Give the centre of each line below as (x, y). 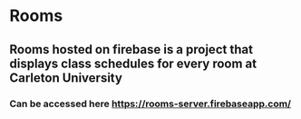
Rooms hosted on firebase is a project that (131, 50)
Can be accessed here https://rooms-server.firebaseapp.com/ (150, 104)
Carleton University (66, 78)
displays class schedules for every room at (133, 63)
